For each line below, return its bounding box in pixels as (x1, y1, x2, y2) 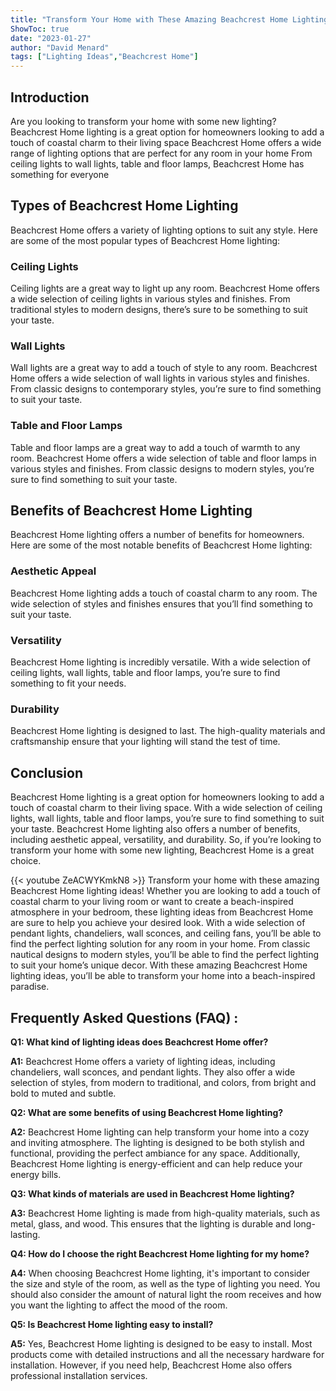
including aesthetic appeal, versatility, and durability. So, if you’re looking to (10, 834, 322, 846)
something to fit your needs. (10, 677, 127, 690)
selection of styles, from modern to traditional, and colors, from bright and (10, 1076, 317, 1088)
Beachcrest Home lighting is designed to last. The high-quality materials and (10, 725, 326, 737)
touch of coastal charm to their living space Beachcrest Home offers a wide (10, 136, 322, 148)
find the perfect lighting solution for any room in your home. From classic (10, 938, 311, 950)
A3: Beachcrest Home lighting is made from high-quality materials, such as (10, 1207, 321, 1219)
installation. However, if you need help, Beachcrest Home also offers (10, 1359, 293, 1371)
